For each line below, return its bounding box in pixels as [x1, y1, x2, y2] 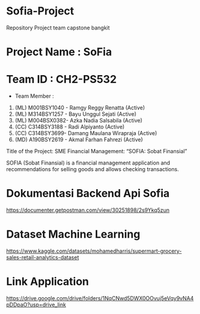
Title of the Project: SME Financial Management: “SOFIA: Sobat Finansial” [6, 148, 187, 155]
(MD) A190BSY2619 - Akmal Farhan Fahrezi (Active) [14, 136, 143, 143]
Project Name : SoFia [6, 45, 112, 59]
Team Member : [14, 92, 54, 100]
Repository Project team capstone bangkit [6, 24, 110, 31]
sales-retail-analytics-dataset [6, 253, 79, 261]
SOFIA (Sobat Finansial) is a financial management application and [6, 159, 171, 166]
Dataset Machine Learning [6, 228, 141, 241]
